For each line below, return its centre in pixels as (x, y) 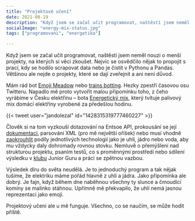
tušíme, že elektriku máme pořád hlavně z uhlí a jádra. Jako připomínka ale (96, 176)
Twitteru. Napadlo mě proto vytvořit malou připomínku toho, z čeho (87, 92)
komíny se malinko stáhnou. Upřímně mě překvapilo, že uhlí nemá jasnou (94, 188)
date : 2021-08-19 (27, 17)
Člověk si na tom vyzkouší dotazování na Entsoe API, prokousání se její (91, 127)
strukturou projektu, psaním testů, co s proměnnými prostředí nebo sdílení (95, 152)
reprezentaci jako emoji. (35, 195)
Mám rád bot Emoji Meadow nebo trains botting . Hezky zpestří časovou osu (97, 85)
